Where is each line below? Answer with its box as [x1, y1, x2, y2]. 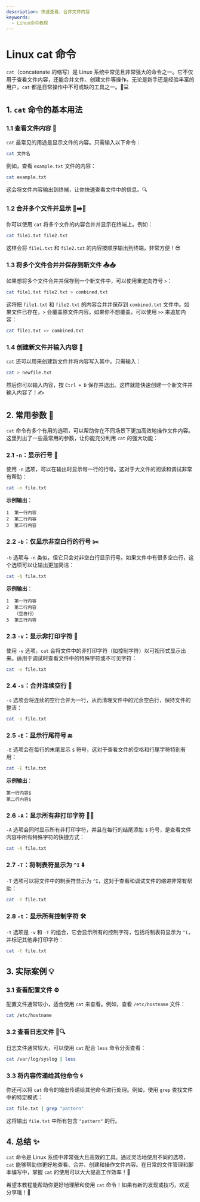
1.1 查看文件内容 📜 [6, 124, 57, 132]
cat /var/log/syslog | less [6, 1056, 76, 1062]
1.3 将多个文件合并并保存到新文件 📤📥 [6, 261, 116, 269]
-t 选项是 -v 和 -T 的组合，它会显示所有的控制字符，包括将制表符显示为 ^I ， [6, 929, 193, 936]
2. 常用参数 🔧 [6, 410, 54, 420]
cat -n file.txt [6, 485, 47, 491]
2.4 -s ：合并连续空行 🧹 [6, 682, 73, 690]
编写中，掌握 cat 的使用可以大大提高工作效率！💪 [11, 1168, 131, 1176]
